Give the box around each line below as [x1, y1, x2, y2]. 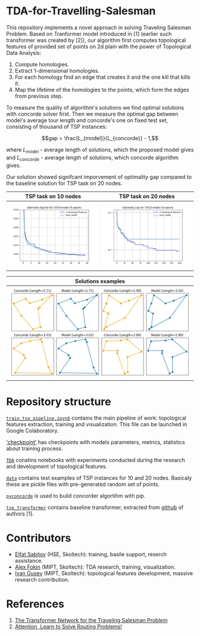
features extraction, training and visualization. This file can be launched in [6, 421, 187, 428]
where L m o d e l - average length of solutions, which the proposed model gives [6, 146, 194, 154]
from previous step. [14, 92, 63, 100]
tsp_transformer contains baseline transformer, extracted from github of [6, 504, 184, 511]
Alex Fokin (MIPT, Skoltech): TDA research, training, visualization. [14, 563, 176, 570]
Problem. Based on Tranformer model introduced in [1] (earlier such [6, 30, 172, 37]
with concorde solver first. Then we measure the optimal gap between [6, 110, 179, 117]
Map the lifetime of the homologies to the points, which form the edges [14, 86, 189, 93]
